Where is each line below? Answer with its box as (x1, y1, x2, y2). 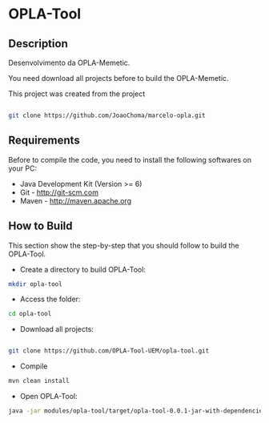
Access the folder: (19, 294, 81, 304)
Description (8, 37, 68, 50)
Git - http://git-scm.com (19, 187, 98, 197)
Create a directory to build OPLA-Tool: (19, 264, 147, 274)
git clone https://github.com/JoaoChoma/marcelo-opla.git (8, 111, 206, 119)
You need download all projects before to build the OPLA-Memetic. (8, 74, 230, 83)
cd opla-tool (8, 310, 52, 318)
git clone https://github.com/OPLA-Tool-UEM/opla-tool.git (8, 347, 210, 355)
